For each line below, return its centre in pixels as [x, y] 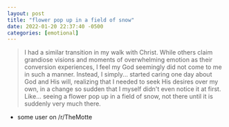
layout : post [26, 13]
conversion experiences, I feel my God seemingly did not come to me [123, 67]
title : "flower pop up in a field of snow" [71, 20]
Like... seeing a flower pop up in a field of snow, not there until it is [118, 97]
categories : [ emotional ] [43, 33]
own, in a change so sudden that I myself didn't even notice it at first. [122, 89]
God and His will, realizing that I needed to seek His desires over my [121, 82]
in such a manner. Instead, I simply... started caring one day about [118, 75]
